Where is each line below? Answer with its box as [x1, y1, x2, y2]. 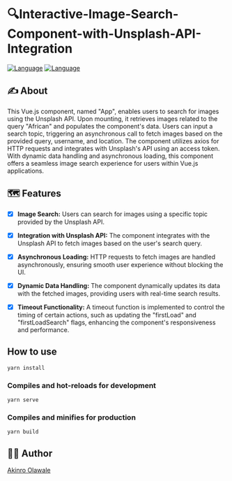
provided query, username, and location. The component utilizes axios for [7, 136, 219, 145]
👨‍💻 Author [7, 447, 53, 459]
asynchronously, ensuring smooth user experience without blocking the [17, 260, 224, 268]
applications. [7, 166, 44, 175]
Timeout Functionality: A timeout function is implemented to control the [17, 303, 225, 311]
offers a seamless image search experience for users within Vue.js [7, 159, 199, 167]
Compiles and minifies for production [7, 412, 136, 422]
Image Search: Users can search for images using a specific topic [17, 210, 208, 218]
